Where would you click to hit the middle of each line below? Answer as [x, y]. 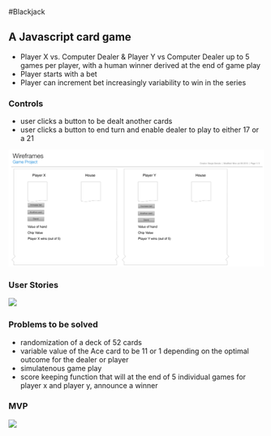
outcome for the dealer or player [74, 359]
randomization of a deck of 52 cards [81, 342]
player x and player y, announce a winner [89, 385]
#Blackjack [27, 12]
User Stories [34, 284]
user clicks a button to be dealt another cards [96, 122]
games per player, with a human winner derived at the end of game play [140, 65]
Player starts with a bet [58, 74]
